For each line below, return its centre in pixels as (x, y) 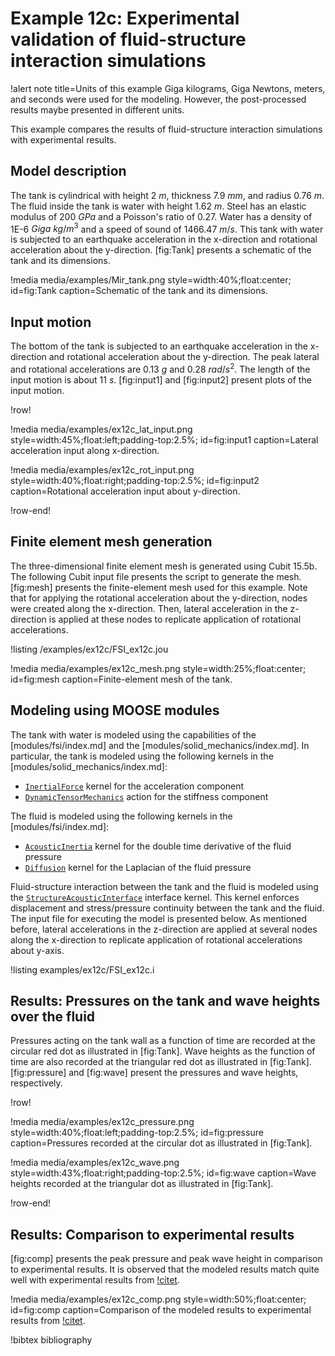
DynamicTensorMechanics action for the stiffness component (146, 796)
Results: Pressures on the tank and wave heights (165, 1000)
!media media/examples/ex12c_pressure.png (102, 1122)
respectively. (36, 1083)
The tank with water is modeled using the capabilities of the (133, 734)
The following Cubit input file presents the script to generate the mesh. (156, 576)
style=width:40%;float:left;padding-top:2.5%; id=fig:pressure (137, 1133)
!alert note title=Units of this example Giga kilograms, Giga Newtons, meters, (168, 88)
